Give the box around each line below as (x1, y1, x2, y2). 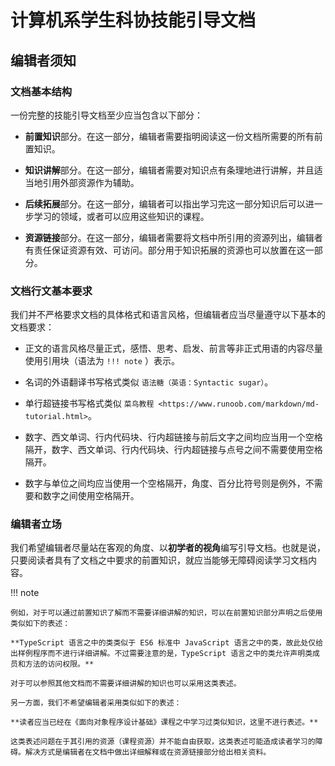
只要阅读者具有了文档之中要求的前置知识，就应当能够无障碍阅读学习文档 (10, 554, 308, 566)
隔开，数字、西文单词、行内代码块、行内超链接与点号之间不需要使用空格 (24, 444, 323, 456)
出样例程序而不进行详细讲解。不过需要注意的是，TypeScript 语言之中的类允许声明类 (10, 649, 313, 659)
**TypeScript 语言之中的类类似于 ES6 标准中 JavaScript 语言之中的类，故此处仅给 (10, 638, 324, 648)
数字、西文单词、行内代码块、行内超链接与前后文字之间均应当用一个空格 (24, 431, 323, 443)
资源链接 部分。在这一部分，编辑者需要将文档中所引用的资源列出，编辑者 (24, 231, 323, 243)
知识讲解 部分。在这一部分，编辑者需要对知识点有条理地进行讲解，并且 (24, 164, 315, 176)
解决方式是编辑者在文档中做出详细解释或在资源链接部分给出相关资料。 (24, 747, 272, 758)
